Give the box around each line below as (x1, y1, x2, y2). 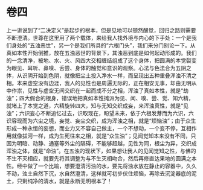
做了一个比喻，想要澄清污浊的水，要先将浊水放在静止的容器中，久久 (27, 162, 197, 169)
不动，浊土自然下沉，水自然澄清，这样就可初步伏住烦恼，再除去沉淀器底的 (6, 169, 192, 177)
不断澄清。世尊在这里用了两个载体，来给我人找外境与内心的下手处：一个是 (6, 34, 192, 41)
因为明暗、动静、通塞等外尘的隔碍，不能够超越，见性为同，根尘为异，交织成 (6, 139, 197, 147)
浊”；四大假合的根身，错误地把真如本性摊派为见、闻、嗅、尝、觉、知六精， (6, 94, 195, 101)
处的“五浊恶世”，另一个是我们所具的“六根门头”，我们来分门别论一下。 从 (16, 42, 196, 49)
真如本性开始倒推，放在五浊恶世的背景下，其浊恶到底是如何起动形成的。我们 (6, 49, 197, 56)
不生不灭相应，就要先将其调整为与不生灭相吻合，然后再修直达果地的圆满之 (6, 154, 192, 162)
